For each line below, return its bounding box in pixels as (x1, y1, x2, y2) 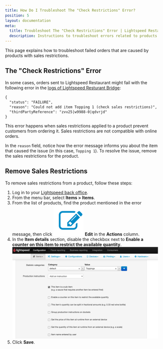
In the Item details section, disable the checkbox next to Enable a (12, 236, 144, 242)
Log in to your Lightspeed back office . (12, 189, 88, 195)
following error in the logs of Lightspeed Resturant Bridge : (5, 85, 121, 91)
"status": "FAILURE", (9, 100, 53, 105)
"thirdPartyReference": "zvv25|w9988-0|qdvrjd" (9, 110, 108, 114)
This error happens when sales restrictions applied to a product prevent (5, 123, 149, 129)
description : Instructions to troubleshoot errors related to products (9, 34, 158, 38)
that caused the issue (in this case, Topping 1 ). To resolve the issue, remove (5, 147, 157, 153)
